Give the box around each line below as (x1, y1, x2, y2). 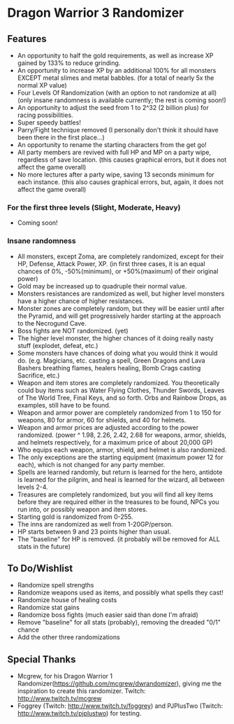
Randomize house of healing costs (17, 596, 117, 604)
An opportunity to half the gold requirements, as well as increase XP (17, 51, 214, 60)
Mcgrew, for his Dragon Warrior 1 (17, 672, 113, 681)
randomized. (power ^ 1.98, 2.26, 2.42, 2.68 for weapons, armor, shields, (17, 431, 227, 439)
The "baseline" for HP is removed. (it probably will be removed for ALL (17, 534, 220, 543)
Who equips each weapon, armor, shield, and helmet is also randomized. (17, 445, 227, 454)
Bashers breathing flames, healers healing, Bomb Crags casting (17, 363, 201, 372)
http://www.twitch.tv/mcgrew (17, 695, 102, 703)
